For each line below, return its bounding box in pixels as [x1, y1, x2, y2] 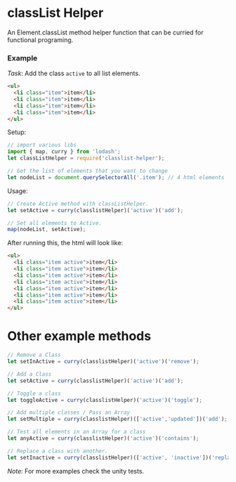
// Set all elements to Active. [7, 219, 102, 226]
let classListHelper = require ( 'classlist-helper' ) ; [7, 155, 165, 162]
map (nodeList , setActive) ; [7, 226, 86, 233]
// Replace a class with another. [7, 448, 109, 455]
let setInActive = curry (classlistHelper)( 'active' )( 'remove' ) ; [7, 358, 199, 365]
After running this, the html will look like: [7, 239, 124, 247]
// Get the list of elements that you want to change [7, 167, 169, 175]
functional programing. [7, 35, 74, 44]
